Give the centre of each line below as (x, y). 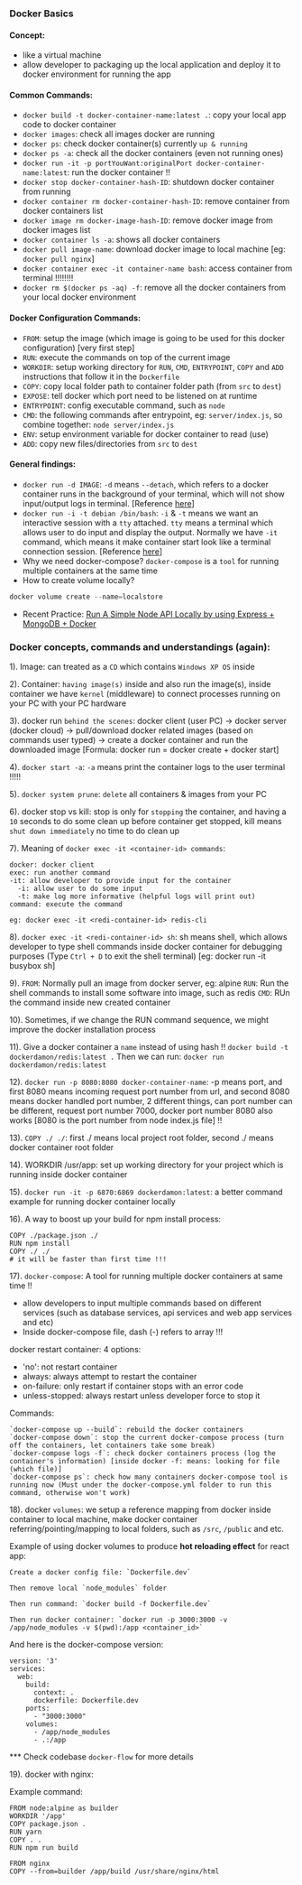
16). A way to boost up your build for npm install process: (115, 1219)
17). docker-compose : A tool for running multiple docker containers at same (146, 1276)
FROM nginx (30, 1863)
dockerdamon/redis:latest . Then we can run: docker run (117, 1056)
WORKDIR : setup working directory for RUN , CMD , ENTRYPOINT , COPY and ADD (153, 367)
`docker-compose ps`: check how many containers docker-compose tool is (149, 1477)
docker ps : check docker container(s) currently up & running (135, 144)
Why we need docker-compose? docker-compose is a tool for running (151, 561)
